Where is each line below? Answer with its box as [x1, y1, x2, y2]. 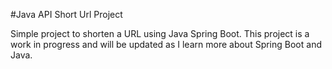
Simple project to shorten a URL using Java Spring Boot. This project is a [10, 28, 310, 39]
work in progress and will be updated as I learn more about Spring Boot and [10, 39, 322, 50]
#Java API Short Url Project [10, 9, 123, 20]
